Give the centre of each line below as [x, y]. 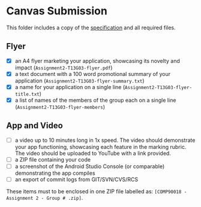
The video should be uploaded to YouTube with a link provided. [93, 153]
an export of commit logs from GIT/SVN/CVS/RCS [76, 179]
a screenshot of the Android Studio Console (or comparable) [90, 166]
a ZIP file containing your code [53, 159]
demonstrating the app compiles [55, 173]
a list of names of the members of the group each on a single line [95, 100]
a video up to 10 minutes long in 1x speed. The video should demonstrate [105, 140]
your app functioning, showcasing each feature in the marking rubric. [100, 147]
